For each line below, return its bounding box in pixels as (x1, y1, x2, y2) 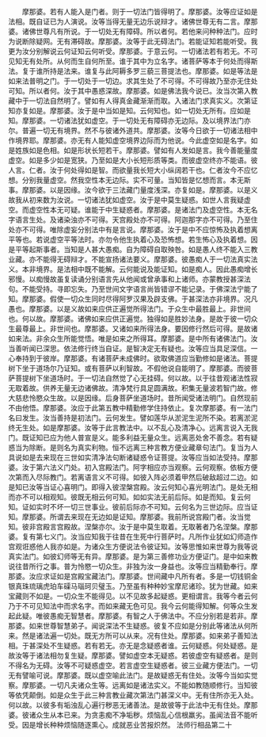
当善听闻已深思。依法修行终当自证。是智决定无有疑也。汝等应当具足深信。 (8, 344, 251, 353)
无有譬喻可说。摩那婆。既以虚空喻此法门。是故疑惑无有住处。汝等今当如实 (8, 670, 251, 680)
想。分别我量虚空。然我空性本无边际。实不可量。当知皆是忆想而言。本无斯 (8, 175, 251, 185)
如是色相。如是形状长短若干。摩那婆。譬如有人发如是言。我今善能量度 (28, 146, 258, 155)
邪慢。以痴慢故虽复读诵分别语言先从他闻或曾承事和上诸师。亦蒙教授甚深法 (8, 274, 251, 284)
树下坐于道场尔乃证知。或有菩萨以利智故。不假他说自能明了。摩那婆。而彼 (8, 364, 251, 372)
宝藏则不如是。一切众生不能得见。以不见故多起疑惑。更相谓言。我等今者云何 (8, 591, 258, 601)
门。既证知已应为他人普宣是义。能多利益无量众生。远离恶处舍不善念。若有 (8, 433, 251, 442)
